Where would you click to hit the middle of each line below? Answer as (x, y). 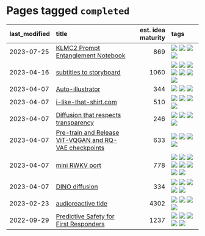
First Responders (80, 224)
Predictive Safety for (85, 216)
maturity (153, 37)
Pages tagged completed (68, 11)
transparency (75, 123)
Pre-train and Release (88, 132)
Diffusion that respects (88, 115)
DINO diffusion (77, 187)
